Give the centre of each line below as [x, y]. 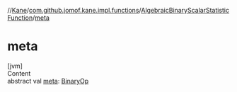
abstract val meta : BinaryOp [48, 81]
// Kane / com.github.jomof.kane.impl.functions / [74, 10]
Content [19, 73]
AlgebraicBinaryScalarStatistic [185, 10]
